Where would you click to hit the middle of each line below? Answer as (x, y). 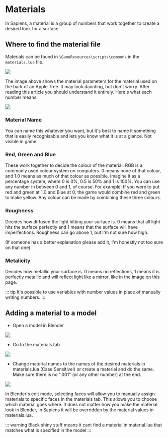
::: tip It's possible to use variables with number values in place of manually (83, 292)
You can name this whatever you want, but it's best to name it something (80, 131)
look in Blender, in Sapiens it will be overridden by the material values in (79, 410)
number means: (21, 97)
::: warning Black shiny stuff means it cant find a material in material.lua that (84, 425)
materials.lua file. (24, 62)
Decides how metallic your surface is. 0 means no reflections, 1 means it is (82, 271)
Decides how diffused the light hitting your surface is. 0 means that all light (83, 222)
